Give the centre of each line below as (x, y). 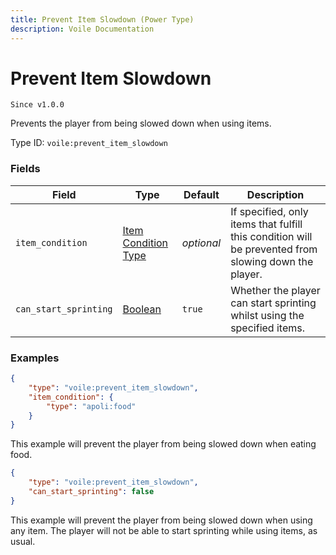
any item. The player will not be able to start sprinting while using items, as (164, 530)
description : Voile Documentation (82, 29)
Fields (25, 169)
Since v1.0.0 (37, 105)
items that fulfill (266, 224)
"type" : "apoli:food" (91, 406)
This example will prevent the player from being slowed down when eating (163, 444)
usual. (23, 541)
